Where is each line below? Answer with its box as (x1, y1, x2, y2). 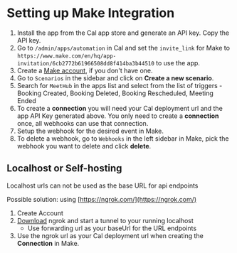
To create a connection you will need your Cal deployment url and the (16, 104, 223, 112)
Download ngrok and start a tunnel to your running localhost (16, 216, 194, 225)
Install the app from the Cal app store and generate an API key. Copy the (16, 28, 229, 37)
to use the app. (155, 58, 201, 67)
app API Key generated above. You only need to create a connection (16, 112, 219, 120)
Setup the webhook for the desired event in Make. (16, 126, 164, 135)
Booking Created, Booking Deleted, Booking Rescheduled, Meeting (16, 89, 214, 97)
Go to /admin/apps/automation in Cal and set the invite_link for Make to (16, 43, 231, 52)
